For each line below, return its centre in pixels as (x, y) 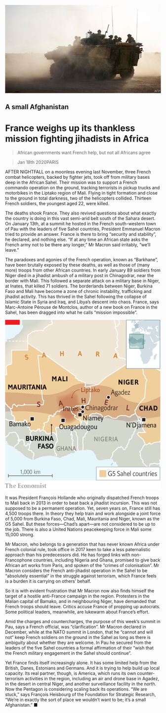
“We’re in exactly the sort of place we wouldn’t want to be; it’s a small (76, 700)
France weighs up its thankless (70, 128)
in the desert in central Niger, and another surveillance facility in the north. (81, 684)
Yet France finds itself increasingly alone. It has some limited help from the (81, 662)
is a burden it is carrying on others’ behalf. (48, 581)
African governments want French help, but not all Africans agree (84, 152)
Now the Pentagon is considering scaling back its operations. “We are (76, 689)
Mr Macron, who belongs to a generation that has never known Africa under (82, 544)
